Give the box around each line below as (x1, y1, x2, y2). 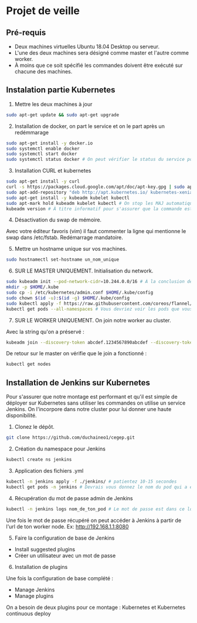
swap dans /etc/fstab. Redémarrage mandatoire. (6, 234, 123, 241)
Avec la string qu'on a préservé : (6, 328, 84, 335)
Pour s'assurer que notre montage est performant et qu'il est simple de (6, 393, 178, 400)
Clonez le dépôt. (14, 423, 55, 430)
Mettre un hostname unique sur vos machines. (14, 245, 127, 252)
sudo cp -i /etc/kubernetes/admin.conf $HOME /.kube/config (6, 289, 154, 296)
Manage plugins (14, 592, 54, 600)
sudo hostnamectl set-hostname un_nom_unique (6, 257, 119, 262)
